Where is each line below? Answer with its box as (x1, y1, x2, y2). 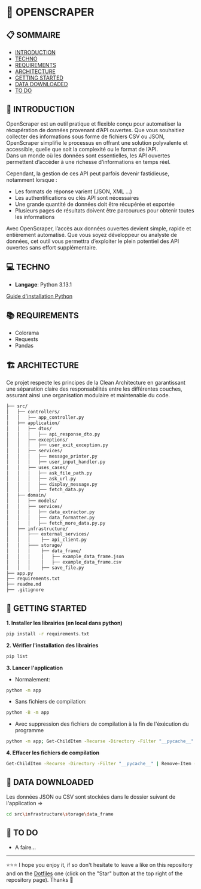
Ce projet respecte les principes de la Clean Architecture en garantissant (6, 379, 185, 386)
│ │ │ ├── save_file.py (6, 565, 84, 571)
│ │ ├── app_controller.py (6, 415, 84, 421)
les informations (14, 213, 55, 220)
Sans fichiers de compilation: (14, 698, 87, 705)
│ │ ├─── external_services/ (6, 531, 90, 537)
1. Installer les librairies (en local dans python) (6, 619, 123, 626)
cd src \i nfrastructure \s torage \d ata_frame (6, 811, 114, 817)
